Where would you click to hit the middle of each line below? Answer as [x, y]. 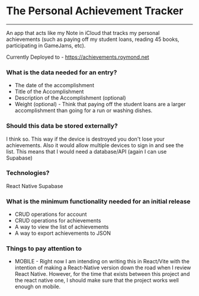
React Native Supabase [35, 186]
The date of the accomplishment [54, 85]
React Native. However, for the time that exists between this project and [102, 274]
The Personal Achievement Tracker [95, 11]
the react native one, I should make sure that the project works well [97, 281]
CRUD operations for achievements [58, 221]
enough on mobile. [38, 287]
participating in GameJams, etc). [46, 45]
